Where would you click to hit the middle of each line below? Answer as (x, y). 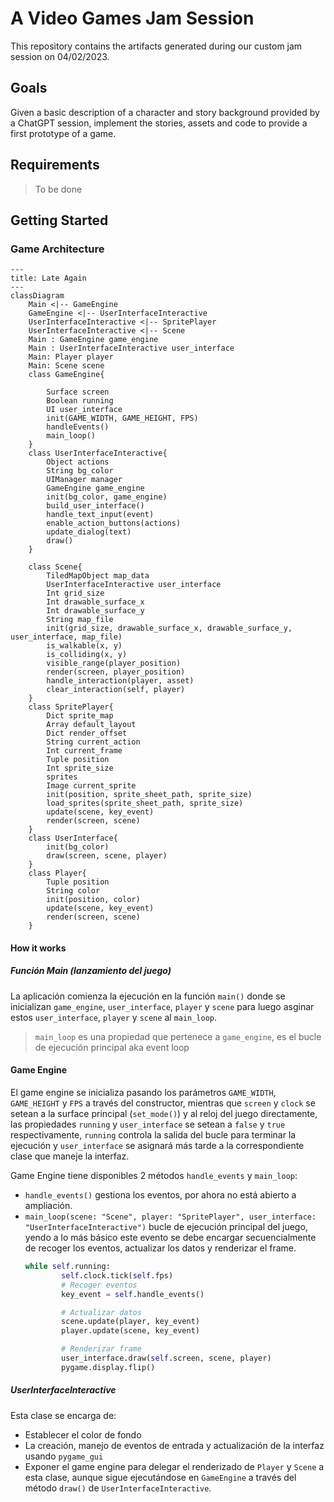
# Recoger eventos (99, 1285)
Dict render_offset (87, 733)
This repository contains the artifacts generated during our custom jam (156, 46)
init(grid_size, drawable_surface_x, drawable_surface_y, (169, 628)
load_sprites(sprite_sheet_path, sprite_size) (145, 803)
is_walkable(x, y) (84, 646)
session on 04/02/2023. (60, 56)
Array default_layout (91, 725)
